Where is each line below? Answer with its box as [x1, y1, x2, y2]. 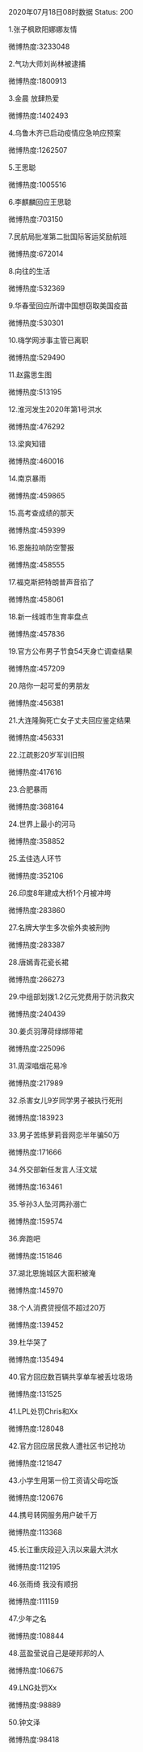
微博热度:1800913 [8, 76, 67, 85]
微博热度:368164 [8, 802, 65, 811]
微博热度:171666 [8, 1147, 62, 1157]
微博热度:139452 [8, 1320, 64, 1329]
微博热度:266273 [8, 975, 65, 984]
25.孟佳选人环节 [8, 854, 62, 863]
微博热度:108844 [8, 1631, 65, 1641]
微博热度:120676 [8, 1493, 64, 1502]
